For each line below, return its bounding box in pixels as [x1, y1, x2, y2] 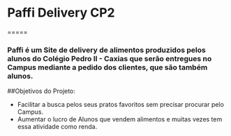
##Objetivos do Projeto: [7, 87, 75, 95]
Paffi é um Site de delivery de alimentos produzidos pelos [7, 45, 206, 55]
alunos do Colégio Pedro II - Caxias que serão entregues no [7, 53, 212, 63]
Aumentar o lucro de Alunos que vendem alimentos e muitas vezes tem [17, 115, 223, 124]
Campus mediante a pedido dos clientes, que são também [7, 62, 208, 72]
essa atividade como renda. [17, 123, 98, 131]
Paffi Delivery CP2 [7, 5, 115, 21]
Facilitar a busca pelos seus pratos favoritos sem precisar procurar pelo [17, 101, 225, 109]
